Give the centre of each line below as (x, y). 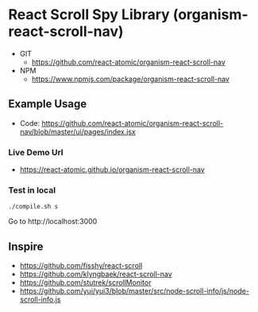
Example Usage (48, 104)
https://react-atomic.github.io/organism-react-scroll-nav (112, 170)
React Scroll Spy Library (89, 15)
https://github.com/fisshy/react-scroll (81, 266)
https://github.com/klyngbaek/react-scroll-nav (96, 274)
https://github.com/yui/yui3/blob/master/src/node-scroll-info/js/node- (135, 291)
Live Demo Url (36, 152)
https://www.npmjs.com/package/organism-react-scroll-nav (131, 79)
